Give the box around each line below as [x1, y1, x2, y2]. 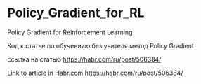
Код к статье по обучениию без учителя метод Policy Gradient [7, 41, 195, 50]
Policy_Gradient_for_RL [7, 5, 145, 21]
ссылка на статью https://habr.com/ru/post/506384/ [7, 55, 162, 64]
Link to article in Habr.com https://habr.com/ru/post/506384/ [7, 69, 183, 77]
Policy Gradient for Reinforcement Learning [7, 28, 133, 36]
